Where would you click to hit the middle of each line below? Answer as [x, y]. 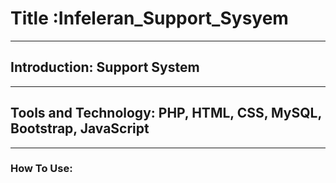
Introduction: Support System [105, 67]
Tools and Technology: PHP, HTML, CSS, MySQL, [166, 113]
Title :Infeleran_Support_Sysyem [149, 18]
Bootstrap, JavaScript [80, 128]
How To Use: [41, 169]
